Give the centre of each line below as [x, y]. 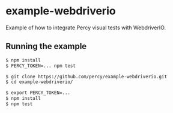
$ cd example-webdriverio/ [39, 82]
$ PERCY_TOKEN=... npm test [41, 66]
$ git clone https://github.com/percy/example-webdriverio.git [86, 77]
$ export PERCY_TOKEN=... [38, 93]
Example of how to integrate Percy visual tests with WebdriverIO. [86, 28]
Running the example [46, 46]
